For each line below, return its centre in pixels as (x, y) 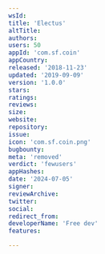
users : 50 (25, 46)
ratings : (23, 97)
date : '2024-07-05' (41, 179)
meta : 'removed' (35, 157)
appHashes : (26, 172)
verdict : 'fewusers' (43, 165)
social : (21, 208)
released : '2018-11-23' (48, 68)
